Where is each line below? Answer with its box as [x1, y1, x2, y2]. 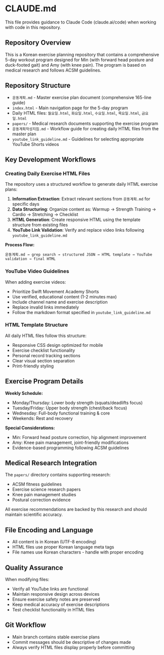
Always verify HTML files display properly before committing [12, 644, 135, 650]
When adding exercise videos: [5, 279, 66, 285]
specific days [12, 201, 40, 207]
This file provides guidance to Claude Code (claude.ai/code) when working [5, 19, 157, 25]
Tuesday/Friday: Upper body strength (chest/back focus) [12, 405, 127, 411]
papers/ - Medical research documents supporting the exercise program [12, 121, 158, 126]
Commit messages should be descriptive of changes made [12, 639, 131, 645]
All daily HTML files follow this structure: [5, 333, 87, 339]
